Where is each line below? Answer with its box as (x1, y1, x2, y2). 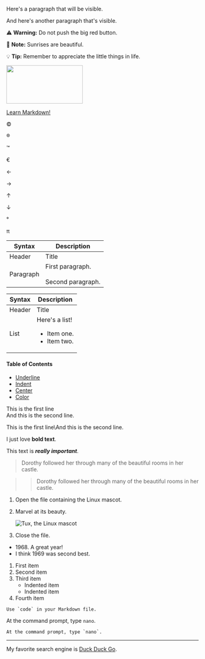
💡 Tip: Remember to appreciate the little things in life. (6, 53, 140, 60)
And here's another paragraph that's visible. (6, 17, 117, 24)
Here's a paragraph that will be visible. (6, 6, 103, 12)
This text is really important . (6, 448, 79, 455)
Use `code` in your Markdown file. (6, 606, 97, 612)
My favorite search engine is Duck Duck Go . (6, 646, 117, 653)
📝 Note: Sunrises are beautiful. (6, 41, 84, 48)
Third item (15, 575, 41, 582)
